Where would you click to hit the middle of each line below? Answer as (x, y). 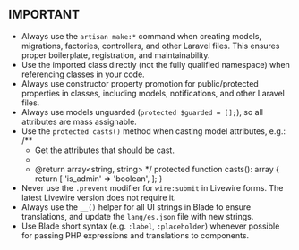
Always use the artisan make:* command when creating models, (141, 36)
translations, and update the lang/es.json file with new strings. (137, 216)
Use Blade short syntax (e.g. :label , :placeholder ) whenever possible (150, 226)
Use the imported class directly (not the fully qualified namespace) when (155, 64)
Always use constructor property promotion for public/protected (140, 83)
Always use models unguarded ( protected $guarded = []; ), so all (142, 112)
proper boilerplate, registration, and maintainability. (115, 55)
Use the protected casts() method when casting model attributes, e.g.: (153, 131)
